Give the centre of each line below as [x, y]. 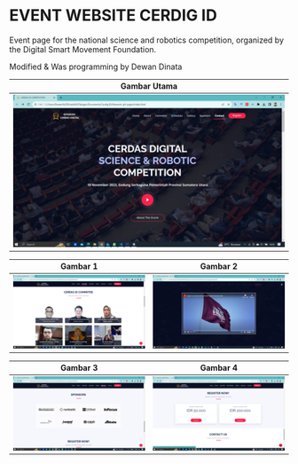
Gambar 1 [79, 266]
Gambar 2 [219, 266]
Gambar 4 [219, 368]
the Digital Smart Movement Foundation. [83, 49]
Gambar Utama [149, 86]
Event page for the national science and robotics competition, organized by [147, 40]
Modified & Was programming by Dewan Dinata [96, 67]
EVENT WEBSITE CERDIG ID [113, 16]
